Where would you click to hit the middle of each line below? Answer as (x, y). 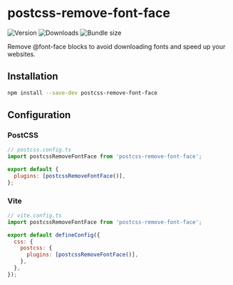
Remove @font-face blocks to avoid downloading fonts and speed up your (116, 46)
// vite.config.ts (35, 215)
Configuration (39, 115)
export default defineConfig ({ (54, 235)
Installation (33, 76)
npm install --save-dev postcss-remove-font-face (83, 93)
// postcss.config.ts (40, 150)
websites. (21, 54)
